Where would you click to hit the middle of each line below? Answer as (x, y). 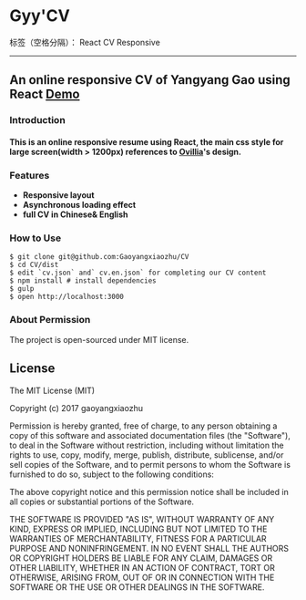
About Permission (50, 320)
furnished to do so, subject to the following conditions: (112, 474)
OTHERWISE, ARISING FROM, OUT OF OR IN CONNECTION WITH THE (142, 577)
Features (30, 175)
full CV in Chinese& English (75, 214)
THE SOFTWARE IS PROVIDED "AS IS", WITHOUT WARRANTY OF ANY (142, 519)
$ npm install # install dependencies (83, 281)
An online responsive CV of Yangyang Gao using (150, 80)
